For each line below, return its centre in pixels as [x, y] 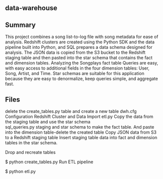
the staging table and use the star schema [48, 122]
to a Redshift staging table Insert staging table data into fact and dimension [81, 138]
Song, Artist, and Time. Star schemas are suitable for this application [75, 73]
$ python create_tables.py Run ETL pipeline [49, 162]
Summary [20, 25]
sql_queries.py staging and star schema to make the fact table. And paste [80, 127]
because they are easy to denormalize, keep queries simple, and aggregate [82, 79]
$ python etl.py [20, 172]
